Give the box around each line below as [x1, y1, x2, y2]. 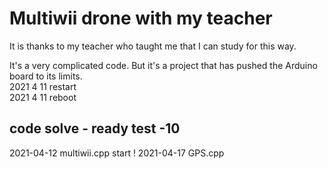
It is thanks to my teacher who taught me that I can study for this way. [9, 40, 297, 52]
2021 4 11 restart [9, 80, 77, 92]
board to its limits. [9, 70, 83, 82]
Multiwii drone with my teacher [9, 7, 273, 30]
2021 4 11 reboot [9, 91, 77, 103]
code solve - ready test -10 [9, 120, 181, 137]
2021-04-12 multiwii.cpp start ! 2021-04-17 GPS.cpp [9, 147, 225, 159]
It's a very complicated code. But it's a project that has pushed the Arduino [9, 59, 318, 71]
